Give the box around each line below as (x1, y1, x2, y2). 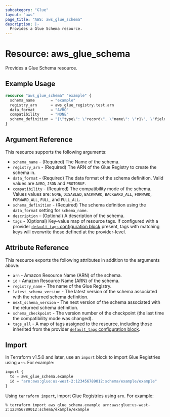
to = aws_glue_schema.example (10, 374, 73, 379)
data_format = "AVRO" (10, 107, 69, 112)
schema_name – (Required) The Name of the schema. (12, 158, 120, 165)
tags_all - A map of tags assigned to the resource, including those (12, 321, 153, 327)
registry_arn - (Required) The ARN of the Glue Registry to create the (12, 164, 157, 170)
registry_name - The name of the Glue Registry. (12, 283, 112, 289)
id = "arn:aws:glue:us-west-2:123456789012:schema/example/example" (10, 379, 157, 384)
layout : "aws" (5, 12, 35, 17)
